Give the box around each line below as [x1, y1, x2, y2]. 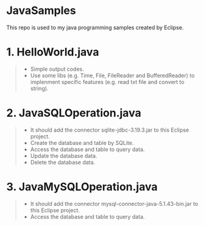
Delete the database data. [30, 158, 96, 166]
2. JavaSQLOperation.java [6, 106, 141, 120]
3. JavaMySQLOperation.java [6, 180, 158, 194]
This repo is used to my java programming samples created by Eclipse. [6, 24, 184, 31]
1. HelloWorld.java [6, 45, 99, 59]
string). [30, 85, 49, 92]
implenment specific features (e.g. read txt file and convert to [30, 78, 185, 85]
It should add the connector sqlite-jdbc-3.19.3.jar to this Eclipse [30, 126, 189, 133]
